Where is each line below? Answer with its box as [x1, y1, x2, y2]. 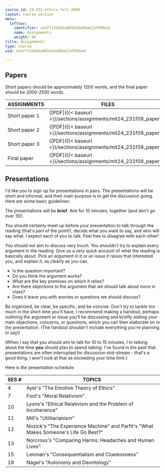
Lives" [26, 443, 41, 450]
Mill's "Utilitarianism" [26, 415, 75, 422]
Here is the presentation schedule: [5, 365, 75, 371]
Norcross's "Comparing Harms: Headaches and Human [26, 437, 155, 444]
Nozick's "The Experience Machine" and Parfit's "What [26, 423, 154, 430]
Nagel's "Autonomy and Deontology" [26, 459, 111, 466]
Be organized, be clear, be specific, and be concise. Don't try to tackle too [5, 303, 156, 309]
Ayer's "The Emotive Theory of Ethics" [26, 385, 115, 392]
